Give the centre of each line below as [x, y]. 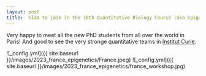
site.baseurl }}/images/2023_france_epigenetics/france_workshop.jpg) [96, 66]
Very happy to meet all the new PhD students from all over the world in [96, 35]
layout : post [23, 12]
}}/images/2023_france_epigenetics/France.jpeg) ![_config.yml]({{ [90, 60]
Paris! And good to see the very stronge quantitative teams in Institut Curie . [101, 41]
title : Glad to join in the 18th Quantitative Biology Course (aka [96, 18]
